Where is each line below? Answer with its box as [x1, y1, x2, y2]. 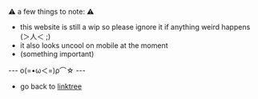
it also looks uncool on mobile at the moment [19, 41, 168, 50]
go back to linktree [19, 81, 83, 91]
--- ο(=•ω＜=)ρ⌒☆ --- [8, 65, 86, 75]
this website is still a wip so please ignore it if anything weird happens [19, 22, 251, 31]
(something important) [19, 49, 95, 58]
